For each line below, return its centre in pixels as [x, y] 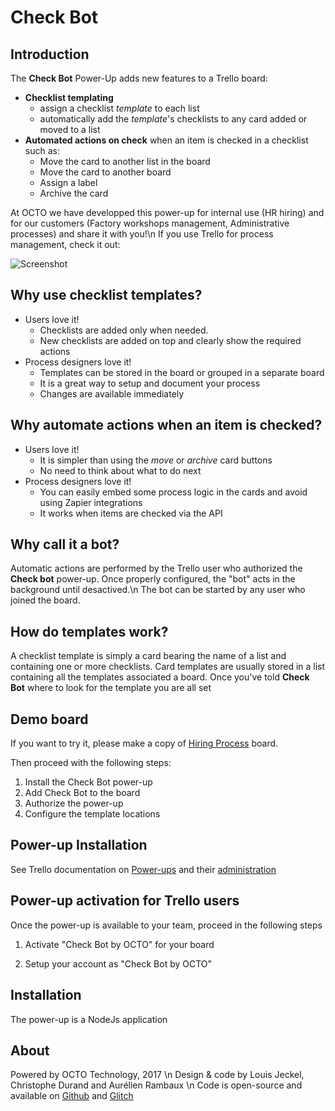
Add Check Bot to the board [82, 793]
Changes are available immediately [112, 393]
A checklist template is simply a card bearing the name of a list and [148, 656]
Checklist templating [69, 97]
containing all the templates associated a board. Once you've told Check [160, 677]
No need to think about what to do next [120, 470]
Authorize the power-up [74, 803]
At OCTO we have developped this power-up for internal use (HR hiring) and [167, 212]
